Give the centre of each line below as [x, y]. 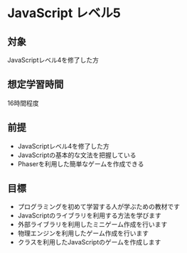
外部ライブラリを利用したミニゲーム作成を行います [92, 225]
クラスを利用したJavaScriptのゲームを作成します [89, 242]
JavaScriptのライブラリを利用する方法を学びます [90, 215]
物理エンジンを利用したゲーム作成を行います [83, 233]
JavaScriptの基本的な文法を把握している [77, 155]
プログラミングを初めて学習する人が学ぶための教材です [98, 207]
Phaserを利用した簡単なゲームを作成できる [81, 163]
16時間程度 [23, 103]
